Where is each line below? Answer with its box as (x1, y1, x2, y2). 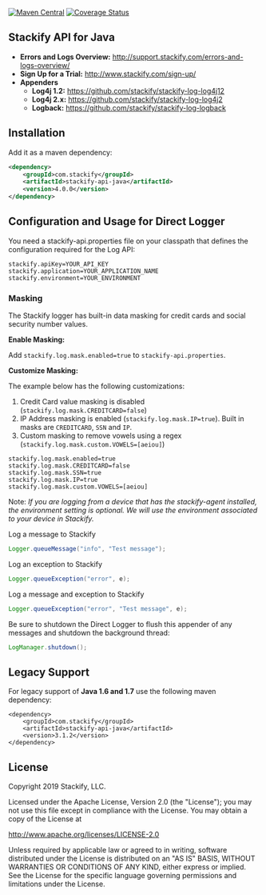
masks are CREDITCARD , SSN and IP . (19, 423, 133, 432)
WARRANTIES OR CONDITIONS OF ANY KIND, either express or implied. (8, 862, 246, 872)
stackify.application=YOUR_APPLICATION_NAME (8, 267, 159, 275)
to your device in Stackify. (8, 514, 94, 524)
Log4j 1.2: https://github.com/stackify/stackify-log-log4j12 (31, 86, 225, 95)
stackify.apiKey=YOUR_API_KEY (8, 260, 109, 268)
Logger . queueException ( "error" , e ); (8, 575, 130, 583)
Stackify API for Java (8, 30, 116, 44)
